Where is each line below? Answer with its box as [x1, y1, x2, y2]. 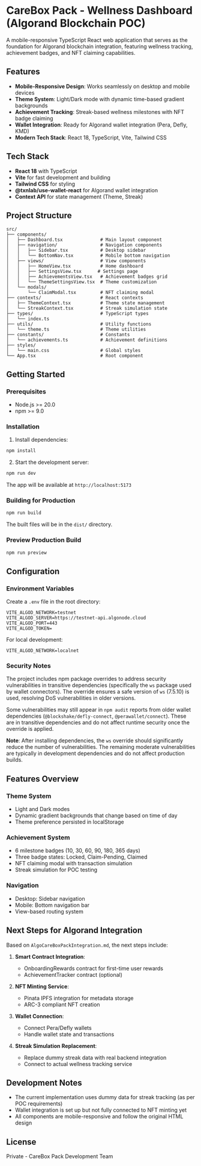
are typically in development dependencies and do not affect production [6, 750, 185, 757]
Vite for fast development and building [14, 174, 111, 181]
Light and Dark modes [14, 806, 70, 813]
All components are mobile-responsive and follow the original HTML [14, 1113, 184, 1120]
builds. [6, 756, 23, 763]
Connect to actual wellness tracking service [23, 1060, 133, 1067]
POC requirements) [14, 1100, 63, 1108]
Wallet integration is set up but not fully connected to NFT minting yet [14, 1106, 187, 1114]
